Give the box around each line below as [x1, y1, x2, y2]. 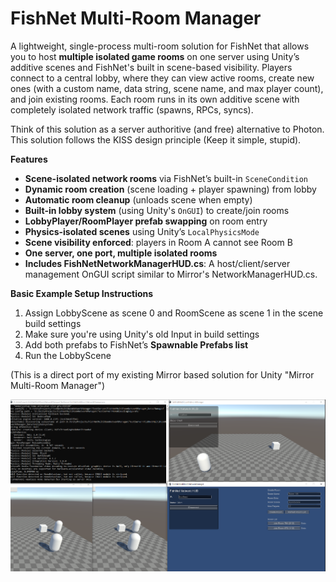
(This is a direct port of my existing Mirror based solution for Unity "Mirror [10, 368, 315, 381]
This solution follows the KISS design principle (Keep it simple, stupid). [10, 133, 302, 146]
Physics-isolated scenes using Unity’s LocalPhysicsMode [24, 225, 260, 237]
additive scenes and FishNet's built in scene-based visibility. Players [10, 61, 293, 73]
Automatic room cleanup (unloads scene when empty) [24, 193, 253, 206]
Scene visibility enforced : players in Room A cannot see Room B [24, 236, 293, 248]
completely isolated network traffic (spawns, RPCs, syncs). [10, 103, 254, 116]
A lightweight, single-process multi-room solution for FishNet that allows [10, 40, 310, 52]
